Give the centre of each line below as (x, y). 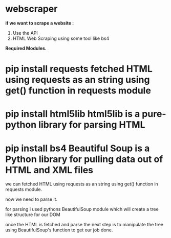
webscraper (31, 9)
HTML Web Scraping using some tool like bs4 (61, 38)
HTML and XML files (49, 170)
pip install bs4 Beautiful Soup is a (78, 148)
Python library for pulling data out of (84, 159)
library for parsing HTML (92, 125)
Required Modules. (26, 48)
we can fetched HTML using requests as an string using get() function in (82, 184)
